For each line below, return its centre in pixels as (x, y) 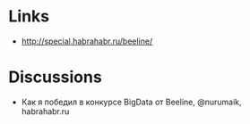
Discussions (55, 77)
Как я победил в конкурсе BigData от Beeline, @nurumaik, (132, 102)
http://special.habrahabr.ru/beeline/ (87, 41)
